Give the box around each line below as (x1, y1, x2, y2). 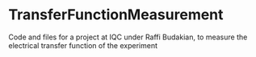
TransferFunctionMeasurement (8, 6, 224, 24)
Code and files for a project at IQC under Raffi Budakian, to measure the (8, 32, 248, 42)
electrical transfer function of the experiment (8, 40, 158, 50)
